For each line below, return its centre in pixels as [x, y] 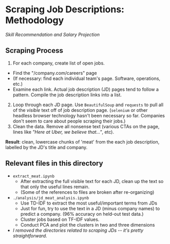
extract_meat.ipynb [34, 176]
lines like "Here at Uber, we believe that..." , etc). [63, 132]
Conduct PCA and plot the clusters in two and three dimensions [88, 225]
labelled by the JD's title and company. [46, 147]
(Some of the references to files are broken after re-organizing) [87, 192]
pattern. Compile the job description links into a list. [67, 95]
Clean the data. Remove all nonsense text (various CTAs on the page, [86, 126]
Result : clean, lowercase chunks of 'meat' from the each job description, [82, 141]
